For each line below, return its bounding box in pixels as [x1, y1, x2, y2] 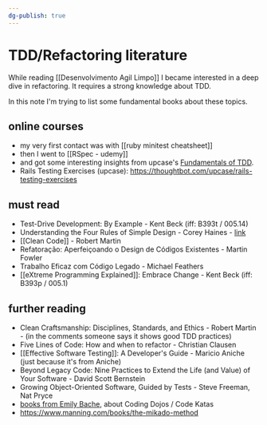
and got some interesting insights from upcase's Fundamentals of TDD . [19, 157, 254, 168]
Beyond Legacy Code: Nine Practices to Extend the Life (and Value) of [19, 365, 251, 375]
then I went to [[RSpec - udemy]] [19, 149, 129, 159]
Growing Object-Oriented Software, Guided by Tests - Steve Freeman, [19, 383, 250, 391]
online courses [8, 119, 84, 133]
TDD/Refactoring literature [8, 46, 188, 64]
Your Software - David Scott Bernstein [19, 374, 146, 383]
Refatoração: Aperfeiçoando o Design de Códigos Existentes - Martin [19, 244, 248, 254]
